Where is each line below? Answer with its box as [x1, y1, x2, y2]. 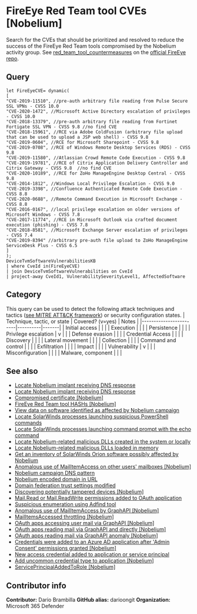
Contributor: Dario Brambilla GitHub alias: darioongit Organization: [6, 596, 171, 603]
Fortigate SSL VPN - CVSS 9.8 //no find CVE [6, 124, 117, 130]
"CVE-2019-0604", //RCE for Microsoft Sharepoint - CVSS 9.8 [6, 139, 159, 145]
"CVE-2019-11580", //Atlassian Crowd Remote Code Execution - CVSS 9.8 [6, 155, 185, 160]
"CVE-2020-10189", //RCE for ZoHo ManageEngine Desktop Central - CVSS [6, 170, 185, 176]
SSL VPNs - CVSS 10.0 [6, 103, 59, 109]
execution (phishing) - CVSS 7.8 [6, 222, 88, 228]
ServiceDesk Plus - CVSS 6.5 [6, 242, 78, 248]
